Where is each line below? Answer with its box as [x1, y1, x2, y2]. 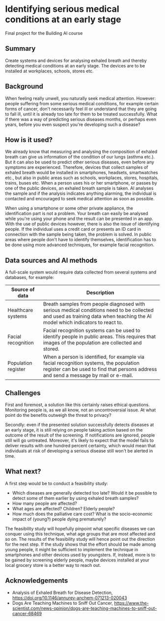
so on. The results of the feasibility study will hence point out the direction [5, 536, 155, 542]
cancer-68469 [12, 610, 42, 616]
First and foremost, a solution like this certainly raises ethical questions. [5, 402, 150, 407]
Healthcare [7, 307, 33, 313]
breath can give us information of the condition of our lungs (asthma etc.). [5, 154, 155, 160]
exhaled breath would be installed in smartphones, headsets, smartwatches [5, 170, 158, 176]
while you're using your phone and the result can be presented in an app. [5, 216, 154, 222]
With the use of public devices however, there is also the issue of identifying [5, 221, 160, 227]
